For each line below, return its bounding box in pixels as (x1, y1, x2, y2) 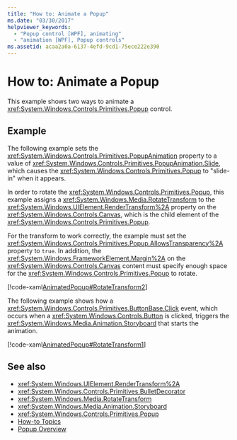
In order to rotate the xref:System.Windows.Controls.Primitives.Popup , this (7, 187, 224, 196)
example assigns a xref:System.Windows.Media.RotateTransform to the (7, 195, 216, 204)
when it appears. (17, 174, 66, 183)
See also (7, 361, 46, 373)
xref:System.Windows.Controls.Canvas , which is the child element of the (7, 210, 219, 219)
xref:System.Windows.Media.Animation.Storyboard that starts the (7, 319, 200, 328)
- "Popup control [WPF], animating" (13, 30, 122, 37)
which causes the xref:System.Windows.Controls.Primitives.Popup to (7, 166, 209, 175)
